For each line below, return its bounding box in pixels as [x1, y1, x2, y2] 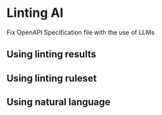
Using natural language [6, 96, 111, 108]
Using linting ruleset [6, 72, 97, 84]
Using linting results [6, 48, 96, 60]
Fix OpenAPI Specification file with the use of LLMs [6, 28, 155, 36]
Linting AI [6, 5, 64, 21]
